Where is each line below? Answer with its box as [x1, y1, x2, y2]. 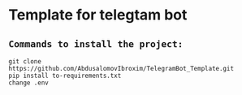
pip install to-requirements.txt [8, 71, 122, 80]
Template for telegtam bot [8, 6, 188, 24]
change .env [8, 79, 49, 87]
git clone [8, 58, 42, 66]
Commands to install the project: [8, 38, 184, 50]
